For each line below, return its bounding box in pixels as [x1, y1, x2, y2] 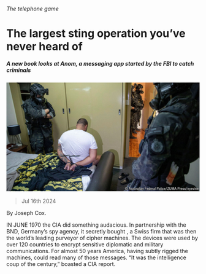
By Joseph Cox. [6, 209, 47, 217]
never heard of [6, 39, 83, 53]
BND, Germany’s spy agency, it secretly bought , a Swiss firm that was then [6, 228, 197, 235]
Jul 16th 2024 [21, 197, 56, 205]
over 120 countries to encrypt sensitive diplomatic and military [6, 241, 164, 248]
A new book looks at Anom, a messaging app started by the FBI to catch [6, 60, 194, 68]
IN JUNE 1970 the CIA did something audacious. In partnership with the [6, 221, 186, 229]
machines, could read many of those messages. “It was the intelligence [6, 254, 187, 261]
